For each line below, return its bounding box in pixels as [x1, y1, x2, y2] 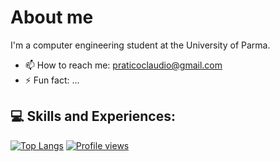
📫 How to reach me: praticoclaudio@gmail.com [24, 59, 223, 71]
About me [10, 6, 94, 29]
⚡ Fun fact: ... [24, 74, 80, 86]
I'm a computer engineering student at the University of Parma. [10, 39, 271, 51]
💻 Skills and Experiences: [10, 108, 176, 125]
